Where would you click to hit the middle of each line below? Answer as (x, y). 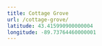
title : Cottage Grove (38, 13)
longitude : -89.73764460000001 (52, 32)
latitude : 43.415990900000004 (50, 26)
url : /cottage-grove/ (38, 20)
